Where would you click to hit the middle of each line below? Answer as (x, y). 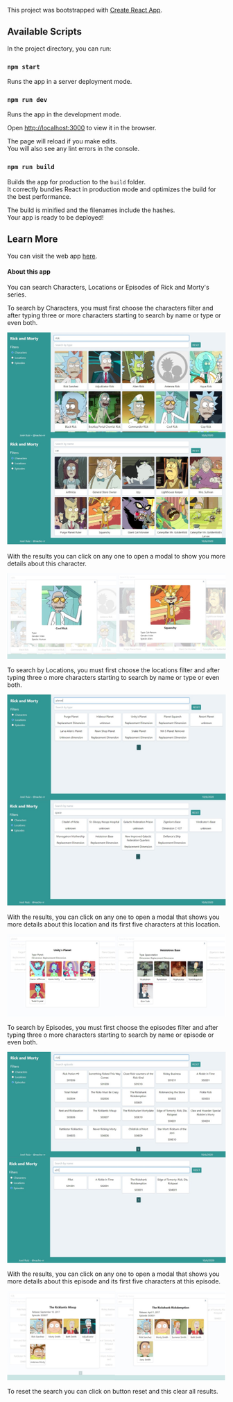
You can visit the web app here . (52, 256)
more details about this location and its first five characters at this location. (114, 924)
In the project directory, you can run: (59, 49)
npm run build (31, 167)
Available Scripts (44, 32)
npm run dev (27, 100)
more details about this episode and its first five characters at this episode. (114, 1281)
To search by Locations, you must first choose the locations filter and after (114, 670)
